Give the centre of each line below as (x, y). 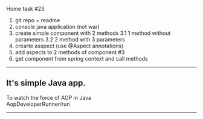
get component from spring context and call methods (81, 59)
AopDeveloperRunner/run (38, 104)
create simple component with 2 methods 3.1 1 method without (93, 33)
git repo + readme (37, 20)
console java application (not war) (57, 27)
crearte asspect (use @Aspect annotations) (69, 46)
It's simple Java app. (46, 83)
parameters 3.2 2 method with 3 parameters (70, 39)
